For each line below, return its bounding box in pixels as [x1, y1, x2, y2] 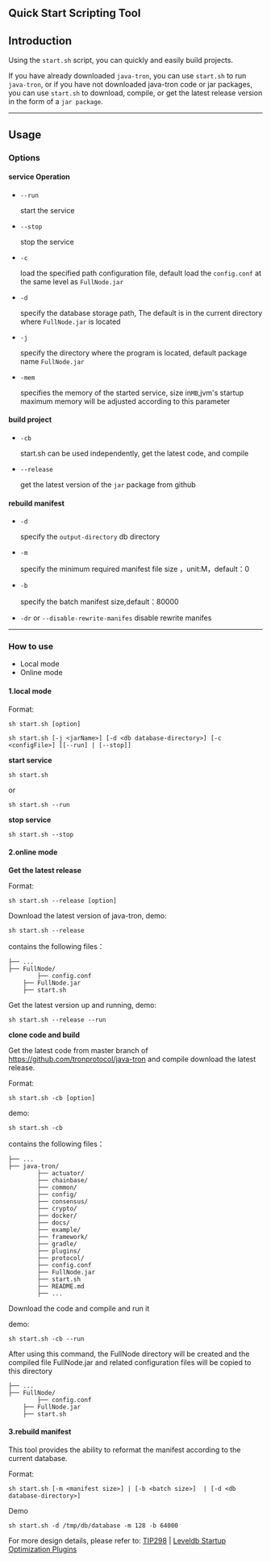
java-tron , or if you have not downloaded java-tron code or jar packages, [8, 80, 252, 90]
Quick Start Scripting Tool [8, 6, 141, 20]
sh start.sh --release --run [8, 1015, 106, 1024]
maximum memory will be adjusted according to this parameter [19, 396, 231, 406]
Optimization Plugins [8, 1544, 77, 1554]
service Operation [8, 172, 70, 182]
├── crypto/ [37, 1204, 78, 1212]
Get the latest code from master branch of [8, 1045, 148, 1055]
